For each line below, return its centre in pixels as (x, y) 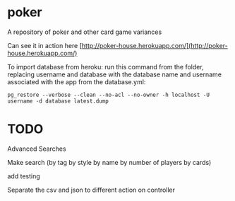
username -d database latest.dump (58, 101)
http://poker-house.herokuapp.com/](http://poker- (155, 45)
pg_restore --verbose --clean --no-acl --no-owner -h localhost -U (109, 95)
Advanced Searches (37, 149)
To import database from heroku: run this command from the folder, (106, 67)
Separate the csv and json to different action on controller (91, 190)
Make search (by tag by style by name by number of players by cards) (109, 162)
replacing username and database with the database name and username (115, 74)
